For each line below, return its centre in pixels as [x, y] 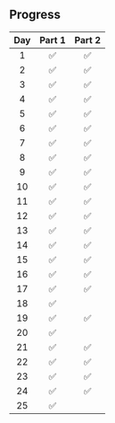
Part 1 [53, 40]
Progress [35, 15]
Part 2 [87, 40]
